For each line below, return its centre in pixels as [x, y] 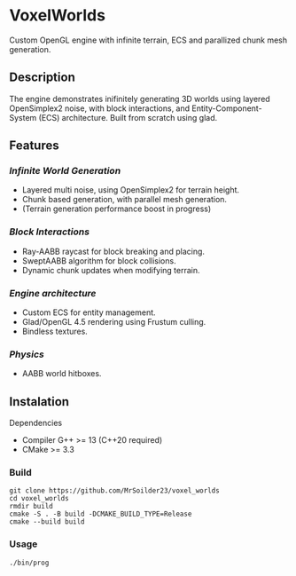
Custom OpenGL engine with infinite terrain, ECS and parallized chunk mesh [148, 40]
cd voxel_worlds [39, 499]
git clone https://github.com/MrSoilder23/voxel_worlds [114, 491]
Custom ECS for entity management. [89, 312]
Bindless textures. [55, 331]
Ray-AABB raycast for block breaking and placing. [113, 251]
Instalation [39, 402]
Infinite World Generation [65, 171]
